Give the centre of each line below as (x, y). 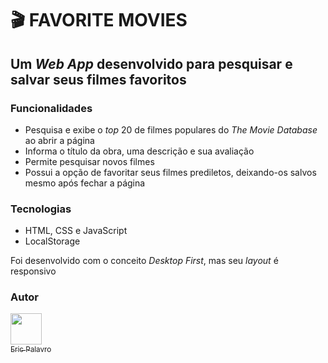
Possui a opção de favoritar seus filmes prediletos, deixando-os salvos (170, 172)
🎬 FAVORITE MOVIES (99, 20)
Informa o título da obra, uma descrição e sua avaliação (139, 151)
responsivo (33, 271)
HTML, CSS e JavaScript (76, 231)
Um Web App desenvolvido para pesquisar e (151, 63)
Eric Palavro (31, 349)
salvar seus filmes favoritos (98, 79)
